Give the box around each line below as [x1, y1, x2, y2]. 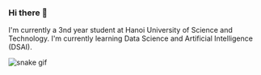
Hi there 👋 [8, 7, 48, 18]
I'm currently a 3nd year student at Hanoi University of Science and [8, 26, 233, 35]
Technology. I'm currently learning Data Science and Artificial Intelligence [8, 34, 253, 43]
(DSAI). [8, 42, 32, 52]
